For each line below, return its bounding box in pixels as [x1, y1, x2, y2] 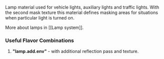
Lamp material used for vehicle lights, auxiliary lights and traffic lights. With [5, 4, 160, 10]
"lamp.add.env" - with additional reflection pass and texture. [12, 48, 139, 54]
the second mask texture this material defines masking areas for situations [5, 9, 159, 15]
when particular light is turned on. [5, 15, 75, 20]
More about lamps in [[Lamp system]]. [5, 24, 84, 30]
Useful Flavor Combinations [5, 37, 74, 44]
